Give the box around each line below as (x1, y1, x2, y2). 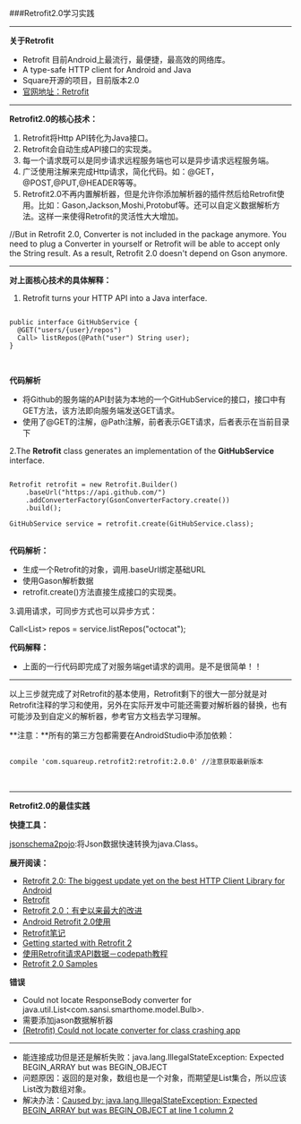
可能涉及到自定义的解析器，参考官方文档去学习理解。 (9, 711, 206, 721)
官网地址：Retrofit (21, 86, 90, 97)
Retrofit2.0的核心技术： (9, 114, 99, 124)
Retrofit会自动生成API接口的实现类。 (21, 144, 157, 154)
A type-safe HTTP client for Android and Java (21, 64, 192, 74)
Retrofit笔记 (21, 928, 65, 938)
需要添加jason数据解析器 (21, 1015, 114, 1025)
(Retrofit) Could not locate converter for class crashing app (21, 1025, 241, 1035)
